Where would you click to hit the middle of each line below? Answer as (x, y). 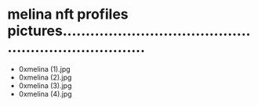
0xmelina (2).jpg (45, 77)
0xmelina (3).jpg (45, 85)
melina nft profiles (68, 14)
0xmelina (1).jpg (45, 69)
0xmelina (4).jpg (45, 94)
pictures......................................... (129, 31)
